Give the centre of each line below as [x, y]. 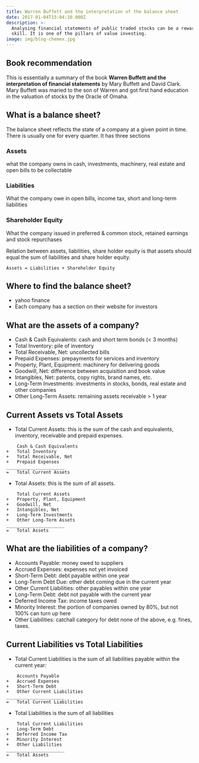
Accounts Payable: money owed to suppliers [69, 563]
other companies [35, 390]
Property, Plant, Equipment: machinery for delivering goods [87, 365]
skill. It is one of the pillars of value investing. [79, 34]
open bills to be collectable [39, 170]
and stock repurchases [34, 239]
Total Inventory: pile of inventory [54, 346]
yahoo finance [32, 301]
